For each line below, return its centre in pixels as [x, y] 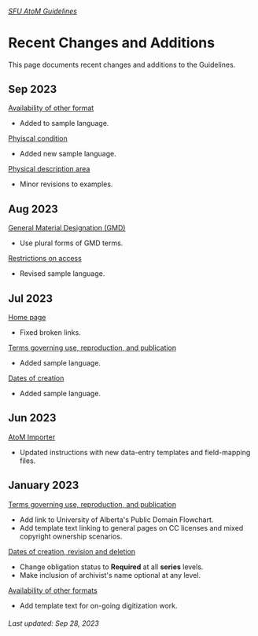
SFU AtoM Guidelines [42, 11]
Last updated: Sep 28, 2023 [54, 623]
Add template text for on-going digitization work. [99, 605]
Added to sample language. [64, 123]
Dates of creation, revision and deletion [72, 551]
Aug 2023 [33, 209]
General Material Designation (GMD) [67, 228]
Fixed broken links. [50, 332]
